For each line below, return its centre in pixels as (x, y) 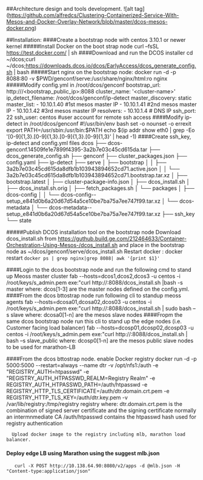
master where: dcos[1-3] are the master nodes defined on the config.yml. (98, 289)
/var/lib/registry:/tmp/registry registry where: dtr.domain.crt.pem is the (95, 404)
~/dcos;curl (21, 59)
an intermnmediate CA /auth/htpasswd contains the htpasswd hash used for (101, 417)
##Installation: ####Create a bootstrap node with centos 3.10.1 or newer (96, 40)
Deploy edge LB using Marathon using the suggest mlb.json (83, 453)
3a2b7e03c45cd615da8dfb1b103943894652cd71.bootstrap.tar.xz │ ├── (97, 175)
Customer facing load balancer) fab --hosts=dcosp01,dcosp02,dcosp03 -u (100, 328)
